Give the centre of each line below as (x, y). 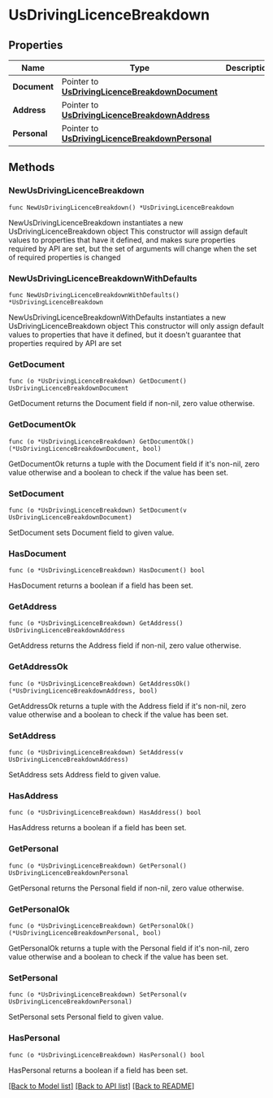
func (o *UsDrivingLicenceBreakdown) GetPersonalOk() (102, 925)
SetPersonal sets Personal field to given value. (86, 1017)
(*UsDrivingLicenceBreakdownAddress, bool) (83, 691)
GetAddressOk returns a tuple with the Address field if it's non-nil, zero (127, 706)
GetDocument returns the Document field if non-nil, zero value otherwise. (132, 404)
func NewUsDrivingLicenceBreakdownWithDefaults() (94, 295)
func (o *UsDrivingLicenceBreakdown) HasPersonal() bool (107, 1055)
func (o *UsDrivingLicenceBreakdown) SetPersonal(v (97, 995)
